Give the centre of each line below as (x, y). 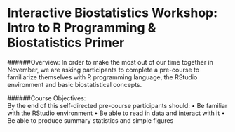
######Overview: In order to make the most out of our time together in (110, 62)
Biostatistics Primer (66, 43)
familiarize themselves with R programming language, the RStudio (102, 77)
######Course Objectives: (47, 98)
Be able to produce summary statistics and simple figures (90, 120)
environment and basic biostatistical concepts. (75, 84)
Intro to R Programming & (82, 28)
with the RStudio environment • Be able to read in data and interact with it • (116, 113)
